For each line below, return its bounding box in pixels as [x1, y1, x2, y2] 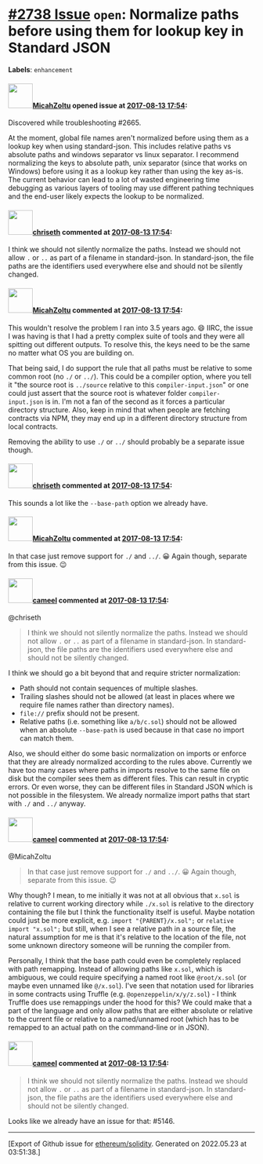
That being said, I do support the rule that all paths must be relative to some [8, 363, 253, 372]
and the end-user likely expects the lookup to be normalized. [8, 192, 205, 201]
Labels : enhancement [8, 64, 73, 74]
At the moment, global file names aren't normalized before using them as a [8, 134, 249, 143]
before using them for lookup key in [8, 22, 244, 40]
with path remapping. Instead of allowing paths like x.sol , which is [8, 965, 223, 974]
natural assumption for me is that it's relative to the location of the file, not [8, 932, 247, 942]
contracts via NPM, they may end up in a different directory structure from [8, 413, 247, 423]
